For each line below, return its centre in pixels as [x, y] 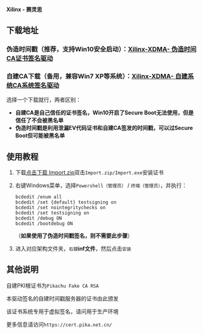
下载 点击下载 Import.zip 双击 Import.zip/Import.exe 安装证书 [89, 172]
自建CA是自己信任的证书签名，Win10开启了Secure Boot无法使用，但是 [104, 113]
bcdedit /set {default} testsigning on [66, 202]
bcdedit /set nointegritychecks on [60, 208]
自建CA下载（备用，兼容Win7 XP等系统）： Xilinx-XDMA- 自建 [97, 76]
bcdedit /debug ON [38, 219]
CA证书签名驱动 [30, 58]
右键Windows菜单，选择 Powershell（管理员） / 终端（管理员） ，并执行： [101, 185]
